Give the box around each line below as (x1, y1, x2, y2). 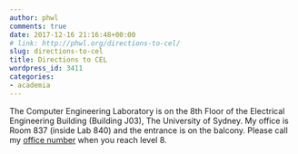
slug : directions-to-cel (9, 47, 104, 56)
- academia (9, 81, 51, 90)
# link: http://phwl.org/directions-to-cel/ (9, 38, 181, 48)
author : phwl (9, 13, 59, 23)
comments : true (9, 22, 67, 31)
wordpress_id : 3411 (9, 64, 84, 73)
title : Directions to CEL (9, 55, 107, 64)
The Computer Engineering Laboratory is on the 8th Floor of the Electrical (9, 105, 285, 116)
